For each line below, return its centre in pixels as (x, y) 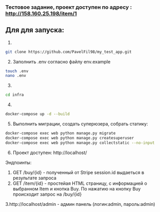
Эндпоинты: (18, 162)
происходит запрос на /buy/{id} (47, 194)
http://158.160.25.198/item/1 (41, 13)
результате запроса (34, 178)
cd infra (15, 95)
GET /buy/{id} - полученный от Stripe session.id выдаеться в (78, 172)
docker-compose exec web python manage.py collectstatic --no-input (80, 143)
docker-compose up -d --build (38, 114)
